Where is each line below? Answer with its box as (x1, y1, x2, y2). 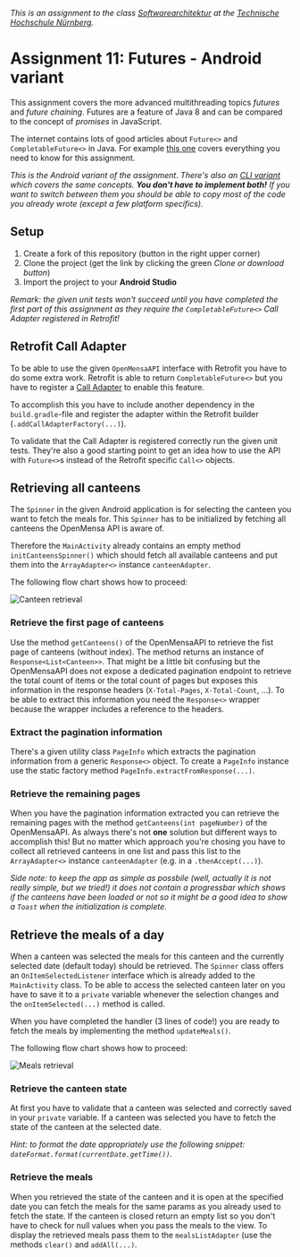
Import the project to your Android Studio (22, 277, 178, 287)
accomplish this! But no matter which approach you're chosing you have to (10, 836, 286, 847)
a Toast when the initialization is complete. (10, 902, 168, 912)
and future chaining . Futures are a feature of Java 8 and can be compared (10, 107, 283, 117)
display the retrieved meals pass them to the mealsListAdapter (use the (10, 1229, 272, 1240)
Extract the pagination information (10, 725, 163, 738)
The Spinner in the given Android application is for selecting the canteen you (10, 504, 292, 515)
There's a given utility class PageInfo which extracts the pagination (10, 746, 256, 757)
